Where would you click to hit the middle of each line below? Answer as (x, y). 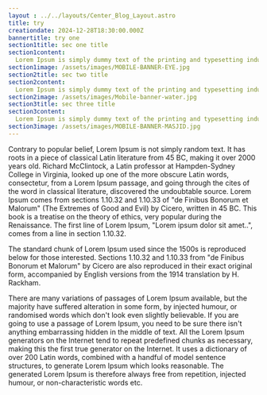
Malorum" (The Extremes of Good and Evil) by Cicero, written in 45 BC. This (133, 208)
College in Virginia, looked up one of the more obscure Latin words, (118, 174)
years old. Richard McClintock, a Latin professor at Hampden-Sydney (122, 166)
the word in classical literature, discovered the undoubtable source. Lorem (130, 191)
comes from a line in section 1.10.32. (68, 233)
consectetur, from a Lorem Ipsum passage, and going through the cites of (129, 183)
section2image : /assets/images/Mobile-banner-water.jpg (103, 97)
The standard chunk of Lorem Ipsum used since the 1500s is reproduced (127, 249)
